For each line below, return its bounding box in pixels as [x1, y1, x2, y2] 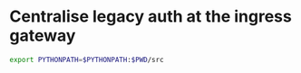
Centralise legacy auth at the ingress [9, 6, 292, 27]
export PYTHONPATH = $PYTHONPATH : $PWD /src [9, 55, 165, 64]
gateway [9, 25, 76, 46]
